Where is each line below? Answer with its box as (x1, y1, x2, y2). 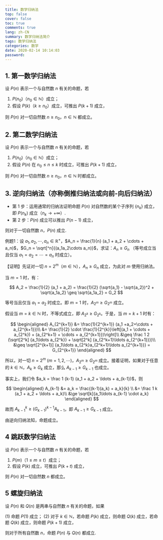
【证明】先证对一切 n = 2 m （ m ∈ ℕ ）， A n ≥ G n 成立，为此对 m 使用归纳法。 (5, 263, 157, 270)
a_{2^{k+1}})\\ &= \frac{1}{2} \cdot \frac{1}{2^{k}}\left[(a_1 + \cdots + (13, 327, 151, 332)
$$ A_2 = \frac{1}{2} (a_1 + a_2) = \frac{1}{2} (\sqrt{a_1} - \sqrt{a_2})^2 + (9, 284, 155, 290)
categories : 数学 (5, 43, 39, 48)
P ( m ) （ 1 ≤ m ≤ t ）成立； (12, 457, 62, 463)
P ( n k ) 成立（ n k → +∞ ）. (18, 210, 66, 217)
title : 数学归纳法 (5, 7, 39, 12)
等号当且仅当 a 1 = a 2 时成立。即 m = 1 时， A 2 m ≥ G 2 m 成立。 (5, 299, 127, 307)
